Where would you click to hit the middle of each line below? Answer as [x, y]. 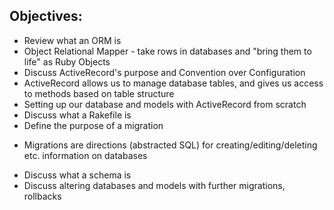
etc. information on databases [85, 155]
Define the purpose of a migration [93, 125]
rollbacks [42, 196]
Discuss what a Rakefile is [77, 115]
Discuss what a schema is [77, 175]
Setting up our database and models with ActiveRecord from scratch [165, 104]
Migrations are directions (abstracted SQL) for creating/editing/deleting [170, 145]
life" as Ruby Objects [67, 61]
